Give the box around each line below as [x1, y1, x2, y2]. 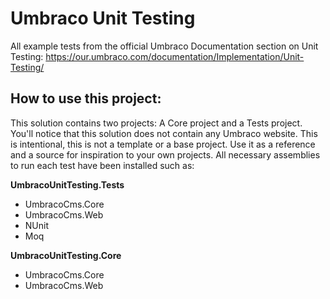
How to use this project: [10, 90, 162, 107]
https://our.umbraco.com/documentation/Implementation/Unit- [45, 50, 305, 62]
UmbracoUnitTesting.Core [10, 249, 122, 261]
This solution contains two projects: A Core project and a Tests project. [10, 117, 303, 129]
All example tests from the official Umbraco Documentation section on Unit [10, 40, 319, 52]
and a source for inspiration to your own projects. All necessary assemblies [10, 148, 321, 161]
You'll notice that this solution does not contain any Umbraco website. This [10, 127, 318, 139]
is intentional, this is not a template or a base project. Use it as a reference [10, 138, 316, 150]
